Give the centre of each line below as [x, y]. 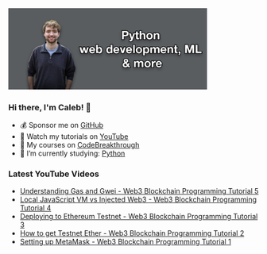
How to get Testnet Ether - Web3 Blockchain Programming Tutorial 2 [132, 233]
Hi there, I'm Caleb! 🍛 [50, 107]
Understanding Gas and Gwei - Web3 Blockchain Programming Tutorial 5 [139, 191]
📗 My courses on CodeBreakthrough [79, 144]
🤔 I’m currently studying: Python [72, 153]
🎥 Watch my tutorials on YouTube [74, 136]
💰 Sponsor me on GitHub [61, 125]
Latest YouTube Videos [54, 174]
